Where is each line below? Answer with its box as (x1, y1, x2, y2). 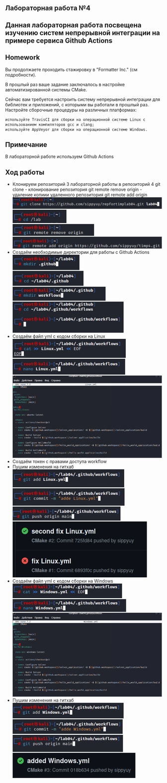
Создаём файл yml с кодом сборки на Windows (12, 578, 113, 584)
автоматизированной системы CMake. (5, 86, 87, 92)
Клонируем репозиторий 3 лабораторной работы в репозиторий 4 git (12, 181, 161, 187)
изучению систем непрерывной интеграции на (5, 28, 160, 37)
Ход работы (5, 168, 45, 176)
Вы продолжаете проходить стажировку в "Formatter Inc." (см (5, 67, 138, 73)
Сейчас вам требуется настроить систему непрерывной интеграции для (5, 96, 161, 102)
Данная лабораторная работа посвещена (5, 21, 142, 29)
